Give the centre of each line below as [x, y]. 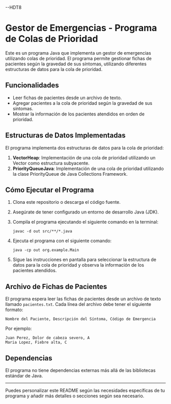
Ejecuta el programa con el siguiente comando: [62, 241]
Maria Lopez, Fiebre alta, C [36, 342]
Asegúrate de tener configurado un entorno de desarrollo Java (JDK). [86, 212]
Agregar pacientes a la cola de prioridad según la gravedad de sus [82, 103]
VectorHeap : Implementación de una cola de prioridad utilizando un [84, 157]
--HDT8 [13, 7]
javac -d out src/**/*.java [42, 231]
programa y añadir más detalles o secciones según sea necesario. [75, 396]
